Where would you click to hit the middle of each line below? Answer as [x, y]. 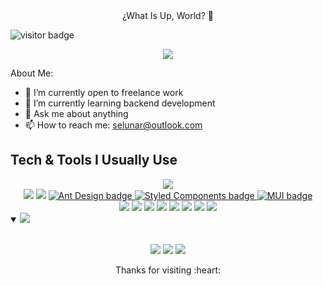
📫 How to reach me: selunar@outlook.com [113, 125]
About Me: [32, 73]
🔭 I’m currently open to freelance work [104, 92]
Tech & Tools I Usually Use [94, 160]
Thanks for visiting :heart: [168, 270]
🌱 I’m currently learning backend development [120, 103]
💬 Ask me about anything [76, 113]
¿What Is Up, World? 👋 [168, 15]
